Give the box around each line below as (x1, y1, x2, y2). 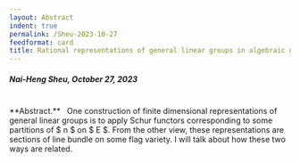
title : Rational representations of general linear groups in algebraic (9, 46, 286, 55)
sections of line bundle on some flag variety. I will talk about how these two (9, 134, 286, 145)
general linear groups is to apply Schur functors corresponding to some (9, 115, 273, 126)
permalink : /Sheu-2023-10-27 (9, 29, 118, 38)
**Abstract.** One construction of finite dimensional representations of (9, 106, 278, 117)
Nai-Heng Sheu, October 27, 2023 (9, 73, 138, 85)
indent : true (9, 21, 58, 30)
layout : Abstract (9, 12, 74, 22)
